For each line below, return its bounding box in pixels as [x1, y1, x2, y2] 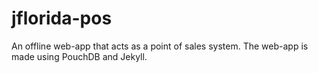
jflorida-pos [11, 7, 113, 30]
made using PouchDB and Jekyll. [11, 50, 148, 62]
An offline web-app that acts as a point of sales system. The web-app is [11, 40, 309, 52]
